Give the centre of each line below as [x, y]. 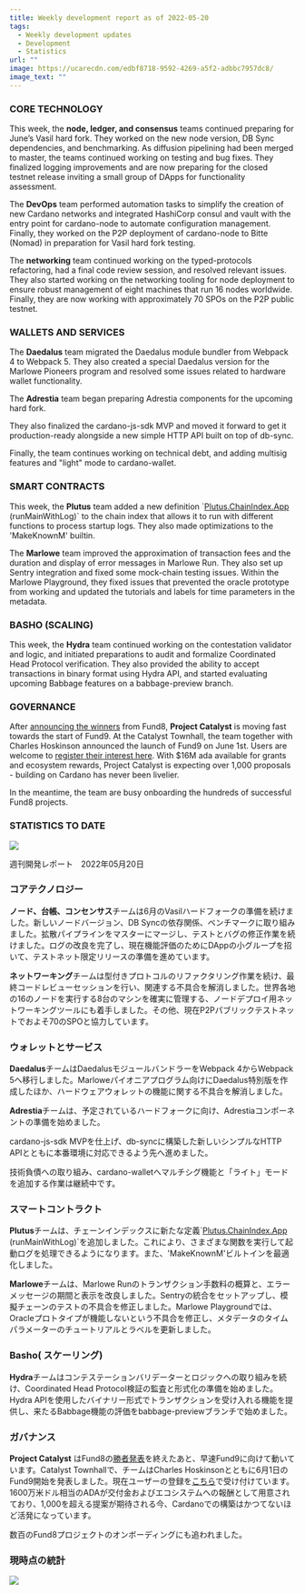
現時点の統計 [38, 1560]
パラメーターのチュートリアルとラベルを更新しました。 [113, 1329]
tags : [20, 26]
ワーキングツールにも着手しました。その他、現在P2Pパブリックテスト [148, 1009]
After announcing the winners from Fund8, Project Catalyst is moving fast [148, 727]
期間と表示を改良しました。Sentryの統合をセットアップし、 [169, 1296]
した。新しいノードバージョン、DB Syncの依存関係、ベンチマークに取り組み [152, 922]
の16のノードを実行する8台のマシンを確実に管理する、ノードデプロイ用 [143, 998]
